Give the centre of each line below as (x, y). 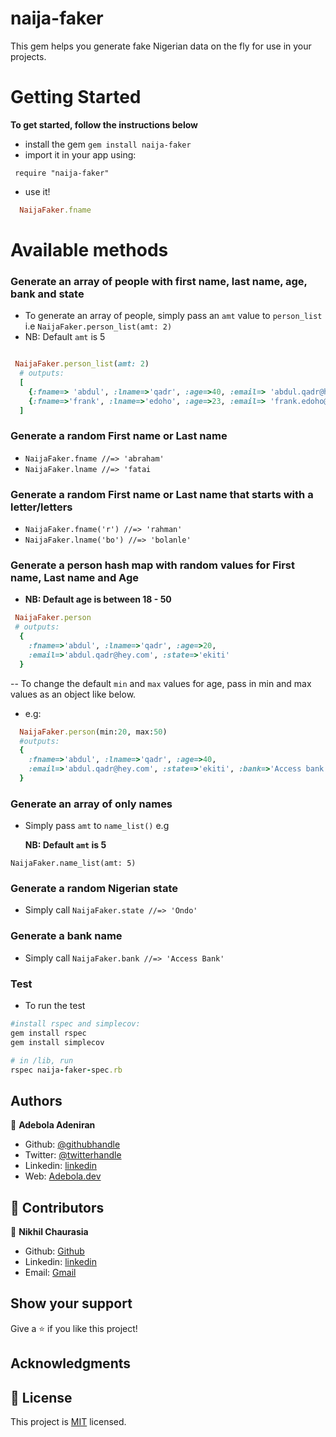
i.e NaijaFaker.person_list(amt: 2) (98, 326)
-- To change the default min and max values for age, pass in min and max (161, 683)
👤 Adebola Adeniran (53, 1125)
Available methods (89, 249)
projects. (28, 56)
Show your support (71, 1303)
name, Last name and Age (74, 577)
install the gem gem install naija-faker (108, 144)
